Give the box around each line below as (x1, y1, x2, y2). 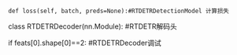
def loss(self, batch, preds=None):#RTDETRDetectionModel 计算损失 (8, 7, 230, 15)
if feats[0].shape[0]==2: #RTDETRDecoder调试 (8, 38, 161, 47)
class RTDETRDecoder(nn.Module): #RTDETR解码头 (8, 22, 177, 31)
